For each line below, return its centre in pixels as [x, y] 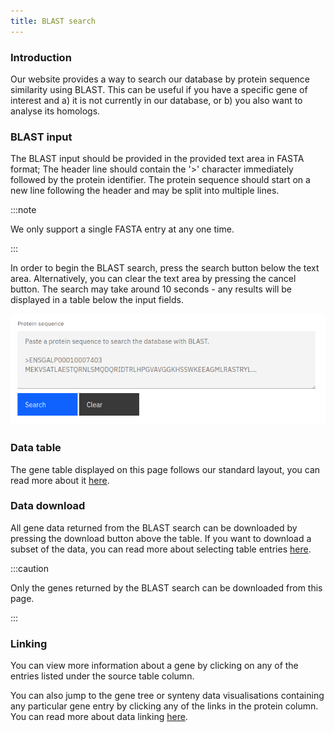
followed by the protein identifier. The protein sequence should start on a [160, 180]
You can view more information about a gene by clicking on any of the [154, 666]
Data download [48, 506]
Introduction [41, 57]
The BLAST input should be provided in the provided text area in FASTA [157, 159]
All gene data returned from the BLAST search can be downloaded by [154, 527]
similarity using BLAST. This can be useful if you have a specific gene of [159, 89]
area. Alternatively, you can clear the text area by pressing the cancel [153, 279]
